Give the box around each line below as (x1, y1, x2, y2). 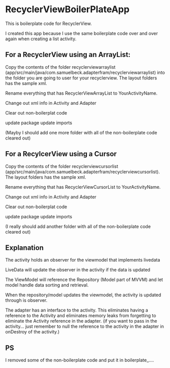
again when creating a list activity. (5, 36, 77, 42)
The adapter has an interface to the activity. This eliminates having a (5, 307, 148, 314)
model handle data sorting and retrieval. (5, 282, 89, 288)
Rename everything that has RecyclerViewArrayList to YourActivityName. (5, 90, 158, 96)
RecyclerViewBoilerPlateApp (5, 4, 130, 15)
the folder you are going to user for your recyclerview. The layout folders (5, 75, 157, 81)
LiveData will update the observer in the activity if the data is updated (5, 267, 151, 273)
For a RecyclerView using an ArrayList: (5, 50, 131, 59)
